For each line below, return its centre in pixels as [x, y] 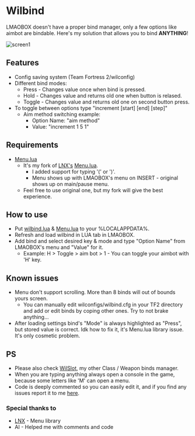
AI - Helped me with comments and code [64, 427]
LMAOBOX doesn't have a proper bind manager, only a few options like [91, 27]
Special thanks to [31, 408]
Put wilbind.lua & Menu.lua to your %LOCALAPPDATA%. [82, 229]
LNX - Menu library [38, 421]
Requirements [32, 145]
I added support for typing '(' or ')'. [74, 171]
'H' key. [32, 260]
